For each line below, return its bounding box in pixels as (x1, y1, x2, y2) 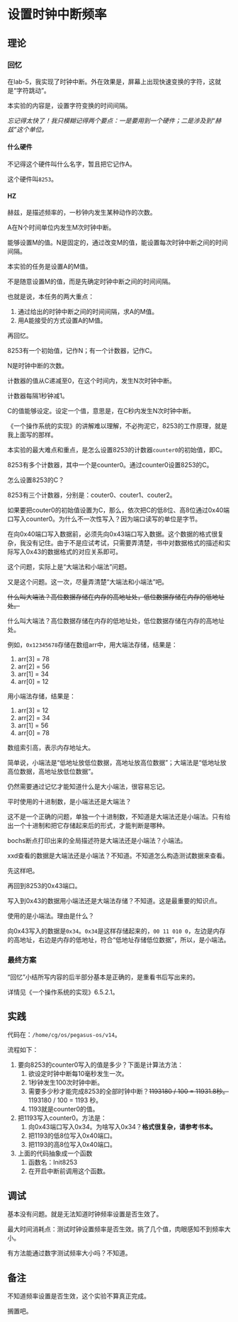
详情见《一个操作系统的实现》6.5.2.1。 (7, 987, 119, 996)
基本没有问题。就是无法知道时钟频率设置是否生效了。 (7, 1210, 163, 1219)
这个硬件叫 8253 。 (7, 175, 58, 184)
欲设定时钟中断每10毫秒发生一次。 (28, 1070, 129, 1078)
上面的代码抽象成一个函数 (17, 1149, 93, 1158)
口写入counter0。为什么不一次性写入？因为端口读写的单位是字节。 (7, 515, 202, 523)
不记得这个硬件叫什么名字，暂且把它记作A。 (7, 160, 136, 169)
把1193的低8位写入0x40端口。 (28, 1131, 117, 1140)
